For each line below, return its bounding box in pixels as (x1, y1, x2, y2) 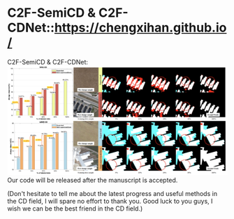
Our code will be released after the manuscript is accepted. (7, 176, 178, 185)
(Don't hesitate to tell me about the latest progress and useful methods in (7, 190, 218, 198)
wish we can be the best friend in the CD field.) (7, 204, 143, 213)
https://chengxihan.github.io (54, 20, 227, 36)
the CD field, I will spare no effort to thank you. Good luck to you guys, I (7, 197, 213, 206)
